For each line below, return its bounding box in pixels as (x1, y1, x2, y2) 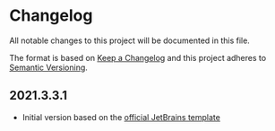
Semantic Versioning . (9, 62, 88, 73)
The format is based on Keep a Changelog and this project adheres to (9, 52, 267, 63)
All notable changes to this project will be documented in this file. (9, 35, 251, 46)
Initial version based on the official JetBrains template (21, 111, 221, 122)
